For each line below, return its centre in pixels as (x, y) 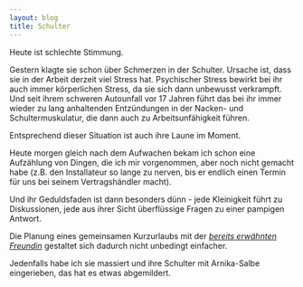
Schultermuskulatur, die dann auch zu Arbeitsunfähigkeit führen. (130, 118)
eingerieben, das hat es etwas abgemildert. (90, 273)
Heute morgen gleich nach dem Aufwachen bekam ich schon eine (133, 153)
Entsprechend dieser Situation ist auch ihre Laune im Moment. (125, 135)
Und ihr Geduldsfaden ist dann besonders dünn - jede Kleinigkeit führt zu (146, 199)
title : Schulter (40, 26)
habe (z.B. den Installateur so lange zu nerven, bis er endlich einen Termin (148, 172)
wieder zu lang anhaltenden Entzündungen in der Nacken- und (127, 108)
